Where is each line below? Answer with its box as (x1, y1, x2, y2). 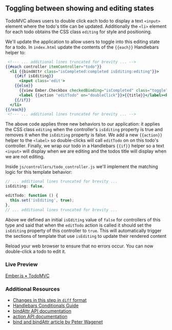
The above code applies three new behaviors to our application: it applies (5, 121, 160, 127)
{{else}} (14, 83, 33, 89)
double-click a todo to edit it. (5, 248, 67, 254)
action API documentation (12, 314, 68, 320)
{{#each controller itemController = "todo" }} (5, 64, 102, 69)
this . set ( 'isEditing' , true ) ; (10, 197, 74, 203)
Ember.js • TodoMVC (5, 273, 50, 279)
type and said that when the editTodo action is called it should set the (5, 222, 152, 228)
